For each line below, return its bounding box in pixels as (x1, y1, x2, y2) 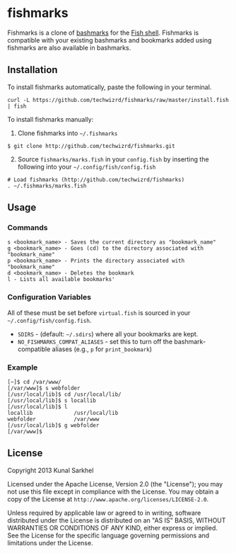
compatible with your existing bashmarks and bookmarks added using (7, 35, 212, 44)
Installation (7, 64, 58, 76)
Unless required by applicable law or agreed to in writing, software (7, 508, 201, 517)
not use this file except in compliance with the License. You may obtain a (7, 487, 219, 496)
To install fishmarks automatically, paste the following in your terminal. (7, 83, 212, 91)
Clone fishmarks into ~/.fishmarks (17, 129, 118, 137)
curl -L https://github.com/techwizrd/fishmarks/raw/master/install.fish (7, 96, 230, 103)
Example (7, 363, 38, 372)
